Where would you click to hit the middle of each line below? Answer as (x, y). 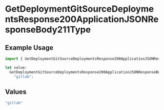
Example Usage (29, 47)
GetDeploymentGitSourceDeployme (80, 9)
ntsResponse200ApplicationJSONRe (82, 19)
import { (14, 59)
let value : (16, 67)
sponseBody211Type (48, 30)
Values (16, 92)
